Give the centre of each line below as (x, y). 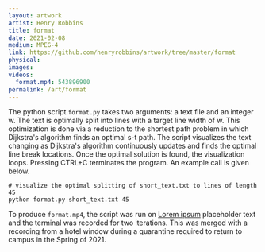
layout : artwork (35, 16)
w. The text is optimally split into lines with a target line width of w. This (124, 121)
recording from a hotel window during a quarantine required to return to (125, 231)
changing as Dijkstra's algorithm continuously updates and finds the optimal (132, 146)
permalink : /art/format (48, 89)
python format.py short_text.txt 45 (69, 200)
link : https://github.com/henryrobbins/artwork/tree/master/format (122, 52)
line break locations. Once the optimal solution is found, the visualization (127, 154)
